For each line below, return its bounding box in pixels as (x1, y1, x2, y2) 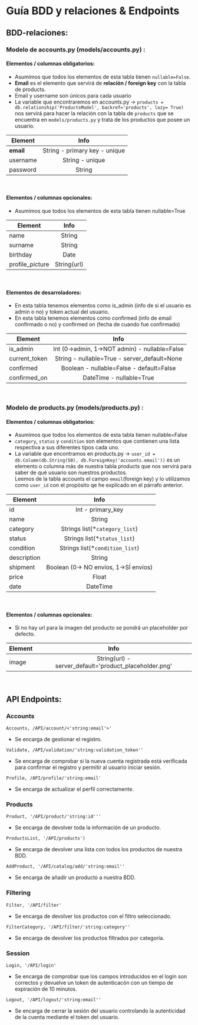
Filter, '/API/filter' (6, 902, 62, 908)
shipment (9, 563, 35, 572)
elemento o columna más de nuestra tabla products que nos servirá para (14, 463, 192, 470)
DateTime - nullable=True (82, 374, 154, 382)
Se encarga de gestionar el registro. (14, 736, 102, 743)
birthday (9, 250, 32, 258)
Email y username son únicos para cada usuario (14, 92, 131, 99)
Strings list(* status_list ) (64, 534, 136, 543)
